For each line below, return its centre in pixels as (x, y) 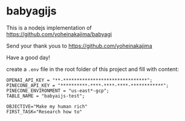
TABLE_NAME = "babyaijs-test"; (46, 96)
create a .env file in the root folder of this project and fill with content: (93, 69)
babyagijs (31, 11)
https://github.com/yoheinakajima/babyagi (59, 34)
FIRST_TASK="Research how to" (44, 112)
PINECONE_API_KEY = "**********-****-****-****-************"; (88, 85)
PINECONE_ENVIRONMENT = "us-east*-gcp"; (58, 91)
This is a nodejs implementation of (49, 28)
